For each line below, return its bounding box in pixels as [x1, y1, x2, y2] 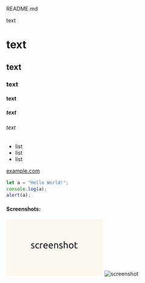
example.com [6, 167, 40, 174]
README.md [6, 5, 38, 12]
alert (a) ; [6, 192, 31, 199]
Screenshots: [6, 205, 41, 212]
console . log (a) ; [6, 186, 47, 192]
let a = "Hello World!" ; [6, 179, 69, 186]
